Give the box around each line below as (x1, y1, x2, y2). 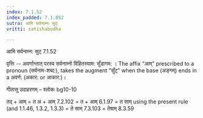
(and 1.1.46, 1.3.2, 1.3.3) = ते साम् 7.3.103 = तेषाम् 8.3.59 (6, 105, 134, 113)
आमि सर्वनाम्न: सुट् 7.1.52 (6, 48, 57, 55)
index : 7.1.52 (6, 9, 43, 15)
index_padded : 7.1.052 (6, 15, 64, 21)
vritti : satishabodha (6, 26, 62, 32)
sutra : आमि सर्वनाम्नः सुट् (6, 20, 58, 26)
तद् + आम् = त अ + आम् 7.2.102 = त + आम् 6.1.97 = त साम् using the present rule (6, 98, 188, 105)
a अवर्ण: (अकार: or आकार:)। (6, 74, 66, 81)
